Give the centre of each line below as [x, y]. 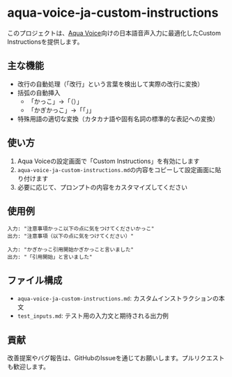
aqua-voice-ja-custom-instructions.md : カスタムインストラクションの [118, 298]
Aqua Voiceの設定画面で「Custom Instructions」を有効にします [108, 161]
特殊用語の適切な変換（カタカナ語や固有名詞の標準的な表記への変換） [118, 118]
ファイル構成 [35, 280]
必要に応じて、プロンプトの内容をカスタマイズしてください [102, 187]
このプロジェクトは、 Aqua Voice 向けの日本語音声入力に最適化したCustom [114, 33]
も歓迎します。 [29, 367]
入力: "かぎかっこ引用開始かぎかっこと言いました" [71, 250]
